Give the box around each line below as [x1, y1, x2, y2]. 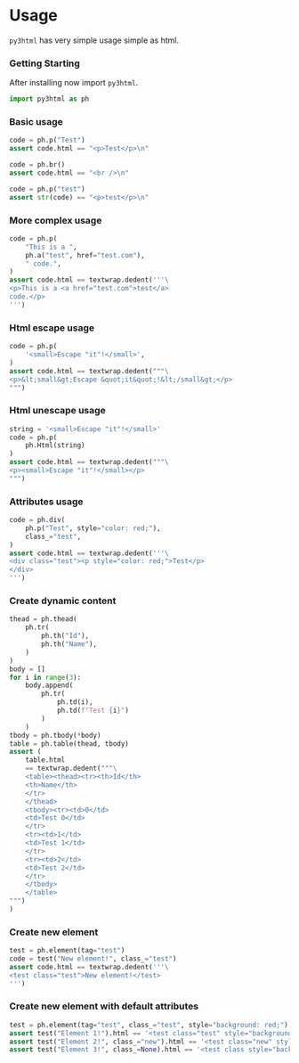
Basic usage [9, 116, 64, 128]
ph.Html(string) [25, 441, 86, 450]
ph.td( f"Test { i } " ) [56, 706, 129, 715]
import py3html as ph [9, 94, 90, 103]
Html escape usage [9, 322, 95, 334]
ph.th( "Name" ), [41, 640, 98, 649]
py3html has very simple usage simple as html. [9, 35, 180, 45]
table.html [25, 756, 66, 765]
